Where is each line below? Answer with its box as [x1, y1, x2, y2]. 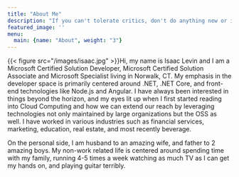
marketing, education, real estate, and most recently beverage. [7, 125, 192, 133]
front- [206, 79, 223, 88]
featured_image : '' [7, 24, 65, 31]
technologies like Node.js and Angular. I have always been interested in [20, 87, 229, 96]
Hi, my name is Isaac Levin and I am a [119, 56, 230, 65]
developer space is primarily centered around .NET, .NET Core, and [7, 79, 205, 88]
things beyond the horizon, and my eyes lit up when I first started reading [7, 94, 222, 103]
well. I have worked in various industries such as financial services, [7, 117, 204, 126]
